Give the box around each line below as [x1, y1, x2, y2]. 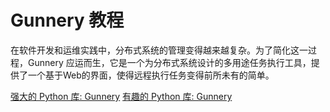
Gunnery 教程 [10, 9, 125, 32]
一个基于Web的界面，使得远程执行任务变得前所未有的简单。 [27, 69, 275, 81]
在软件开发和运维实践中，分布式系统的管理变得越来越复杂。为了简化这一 [10, 44, 308, 56]
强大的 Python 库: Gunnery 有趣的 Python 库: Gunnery [10, 90, 233, 102]
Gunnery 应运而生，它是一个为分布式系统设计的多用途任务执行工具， [27, 56, 312, 68]
